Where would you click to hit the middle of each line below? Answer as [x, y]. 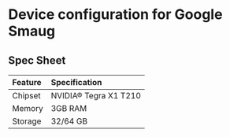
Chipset [26, 96]
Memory [28, 108]
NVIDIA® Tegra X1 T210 [96, 96]
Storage [27, 121]
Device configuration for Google [115, 15]
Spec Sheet [37, 60]
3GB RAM [69, 108]
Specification [76, 82]
